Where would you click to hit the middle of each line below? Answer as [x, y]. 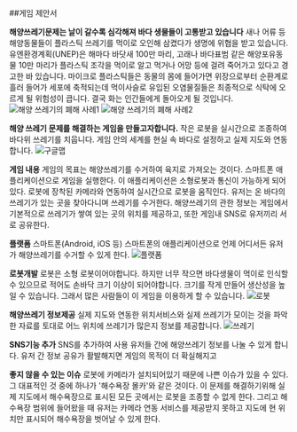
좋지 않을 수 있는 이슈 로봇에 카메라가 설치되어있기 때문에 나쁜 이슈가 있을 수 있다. [149, 374]
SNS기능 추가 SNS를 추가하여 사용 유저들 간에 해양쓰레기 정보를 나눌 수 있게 [141, 345]
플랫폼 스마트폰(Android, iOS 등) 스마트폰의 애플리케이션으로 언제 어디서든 [138, 243]
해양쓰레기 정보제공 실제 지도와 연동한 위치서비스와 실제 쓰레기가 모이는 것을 [141, 314]
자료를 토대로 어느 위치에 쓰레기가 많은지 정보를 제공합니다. [120, 326]
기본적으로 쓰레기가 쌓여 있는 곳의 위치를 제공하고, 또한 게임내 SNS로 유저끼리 [144, 214]
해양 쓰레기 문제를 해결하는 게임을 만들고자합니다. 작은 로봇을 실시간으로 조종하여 [148, 128]
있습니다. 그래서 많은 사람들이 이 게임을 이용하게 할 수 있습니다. [137, 296]
